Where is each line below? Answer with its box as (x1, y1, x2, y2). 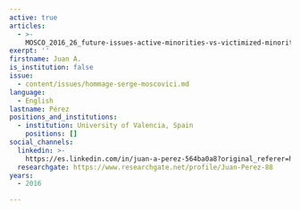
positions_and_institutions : (9, 113, 118, 122)
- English (17, 96, 54, 105)
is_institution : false (9, 63, 94, 72)
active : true (9, 13, 58, 22)
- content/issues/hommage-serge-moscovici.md (17, 80, 190, 88)
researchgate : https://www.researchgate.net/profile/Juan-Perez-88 (17, 163, 274, 172)
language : (9, 88, 46, 97)
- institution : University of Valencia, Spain (17, 122, 194, 130)
